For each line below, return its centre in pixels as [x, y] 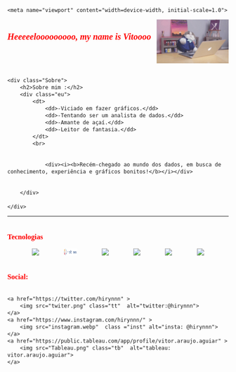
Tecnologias [25, 237]
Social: [18, 277]
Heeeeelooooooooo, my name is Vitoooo [79, 36]
